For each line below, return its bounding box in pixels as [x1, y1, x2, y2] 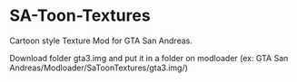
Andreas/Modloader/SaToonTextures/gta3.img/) [9, 62, 189, 73]
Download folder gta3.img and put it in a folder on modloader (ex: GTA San [9, 52, 289, 63]
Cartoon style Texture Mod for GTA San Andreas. [9, 35, 193, 46]
